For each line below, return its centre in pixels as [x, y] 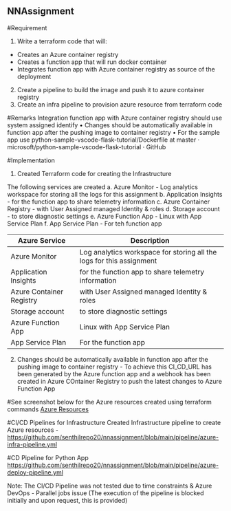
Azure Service [42, 240]
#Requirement [27, 28]
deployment [34, 76]
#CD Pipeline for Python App [48, 457]
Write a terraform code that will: [62, 41]
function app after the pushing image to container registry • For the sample [113, 132]
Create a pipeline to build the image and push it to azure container [111, 89]
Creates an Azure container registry [68, 54]
